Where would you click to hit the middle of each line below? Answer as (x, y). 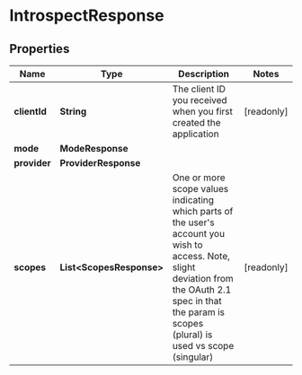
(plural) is (192, 335)
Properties (40, 49)
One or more (199, 178)
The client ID (199, 89)
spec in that (197, 301)
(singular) (193, 357)
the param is (199, 312)
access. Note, (201, 256)
